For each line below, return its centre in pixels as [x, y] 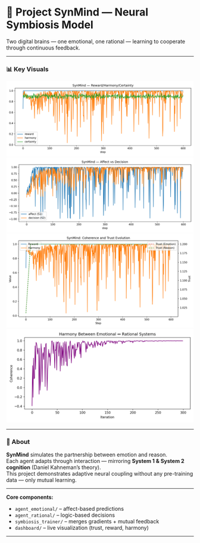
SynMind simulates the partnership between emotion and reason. [87, 455]
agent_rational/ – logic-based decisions [65, 515]
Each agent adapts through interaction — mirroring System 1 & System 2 [95, 461]
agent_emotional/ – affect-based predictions [69, 509]
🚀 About [18, 442]
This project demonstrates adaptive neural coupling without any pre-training [100, 474]
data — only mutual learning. [41, 480]
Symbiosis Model [50, 25]
